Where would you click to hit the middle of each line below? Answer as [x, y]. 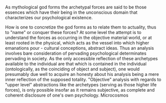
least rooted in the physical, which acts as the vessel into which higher [77, 43]
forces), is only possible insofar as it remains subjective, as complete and [80, 90]
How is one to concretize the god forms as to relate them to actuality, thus [81, 27]
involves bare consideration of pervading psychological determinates [76, 53]
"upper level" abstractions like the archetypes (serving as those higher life [81, 85]
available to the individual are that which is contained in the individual [76, 64]
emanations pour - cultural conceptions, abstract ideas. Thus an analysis [80, 48]
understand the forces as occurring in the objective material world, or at [79, 37]
